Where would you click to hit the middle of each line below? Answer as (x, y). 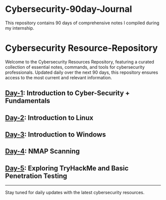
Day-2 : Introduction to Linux (49, 118)
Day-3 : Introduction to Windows (56, 135)
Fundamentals (28, 101)
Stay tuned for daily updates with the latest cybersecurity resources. (75, 193)
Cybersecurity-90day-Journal (69, 9)
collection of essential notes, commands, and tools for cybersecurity (75, 67)
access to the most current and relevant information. (59, 77)
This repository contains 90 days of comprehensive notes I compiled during (82, 23)
